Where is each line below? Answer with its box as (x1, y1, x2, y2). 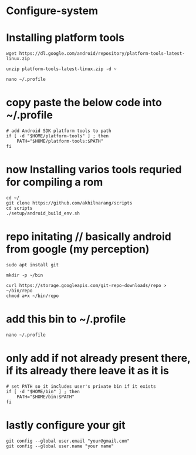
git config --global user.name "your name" (6, 443, 114, 449)
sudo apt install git (6, 262, 59, 268)
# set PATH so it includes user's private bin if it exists (6, 383, 157, 390)
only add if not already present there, (6, 352, 191, 365)
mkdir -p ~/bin (6, 272, 43, 278)
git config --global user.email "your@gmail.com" (6, 438, 130, 444)
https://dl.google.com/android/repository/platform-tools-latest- (19, 51, 185, 57)
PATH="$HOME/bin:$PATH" (16, 394, 75, 400)
